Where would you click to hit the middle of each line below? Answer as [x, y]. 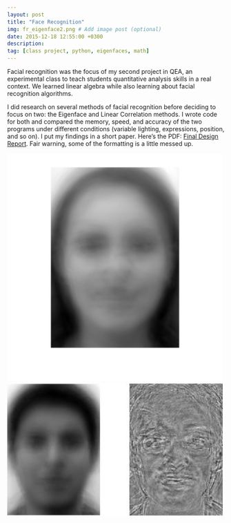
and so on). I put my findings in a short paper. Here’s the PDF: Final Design [113, 136]
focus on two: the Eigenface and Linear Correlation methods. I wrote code [112, 114]
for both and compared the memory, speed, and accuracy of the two [104, 122]
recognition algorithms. [40, 94]
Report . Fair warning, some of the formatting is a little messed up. [100, 144]
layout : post [26, 15]
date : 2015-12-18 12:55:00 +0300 [55, 37]
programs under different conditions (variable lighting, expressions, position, [116, 129]
